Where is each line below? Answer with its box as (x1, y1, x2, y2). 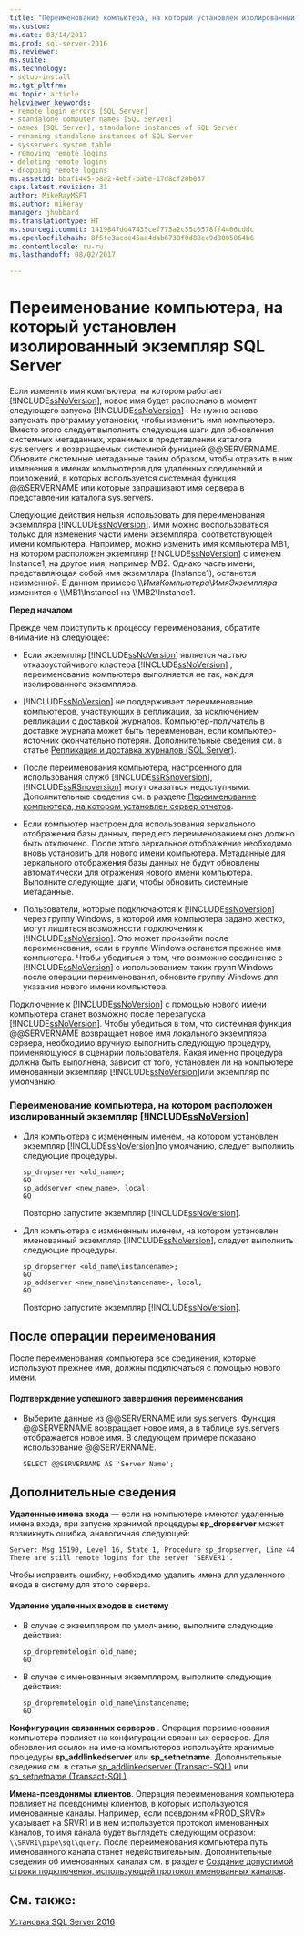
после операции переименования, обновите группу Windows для (22, 971, 279, 983)
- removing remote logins (9, 148, 107, 157)
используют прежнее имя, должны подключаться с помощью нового (9, 1363, 281, 1373)
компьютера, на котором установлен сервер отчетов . (22, 801, 234, 812)
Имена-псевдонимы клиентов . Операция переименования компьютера (9, 1789, 295, 1799)
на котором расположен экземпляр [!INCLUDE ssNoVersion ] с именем (9, 548, 282, 560)
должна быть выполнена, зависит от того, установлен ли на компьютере (9, 1057, 294, 1068)
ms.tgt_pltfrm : (9, 81, 67, 90)
